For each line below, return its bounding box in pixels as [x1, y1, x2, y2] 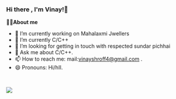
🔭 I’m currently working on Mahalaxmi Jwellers [14, 30, 130, 37]
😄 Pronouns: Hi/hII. [14, 64, 63, 71]
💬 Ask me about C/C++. [14, 49, 73, 56]
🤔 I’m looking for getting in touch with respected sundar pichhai [14, 42, 171, 49]
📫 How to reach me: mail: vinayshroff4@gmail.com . [14, 55, 143, 62]
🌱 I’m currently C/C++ [14, 37, 69, 44]
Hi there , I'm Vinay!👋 [6, 5, 68, 14]
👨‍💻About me [6, 19, 38, 26]
